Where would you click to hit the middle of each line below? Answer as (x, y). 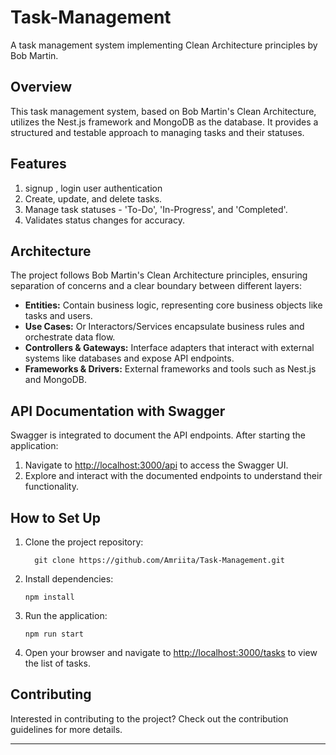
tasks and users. (58, 316)
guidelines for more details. (66, 729)
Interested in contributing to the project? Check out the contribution (149, 718)
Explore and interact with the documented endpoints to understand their (173, 476)
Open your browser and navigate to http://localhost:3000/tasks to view (171, 652)
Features (38, 164)
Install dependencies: (69, 579)
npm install (49, 597)
